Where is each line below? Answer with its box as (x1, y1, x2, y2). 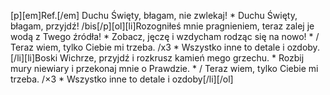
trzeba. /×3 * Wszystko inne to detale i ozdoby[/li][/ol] (10, 73, 234, 85)
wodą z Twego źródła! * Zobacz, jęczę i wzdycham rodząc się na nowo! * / (10, 31, 320, 42)
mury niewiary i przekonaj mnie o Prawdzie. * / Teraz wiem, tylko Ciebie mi (10, 63, 319, 74)
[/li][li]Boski (10, 52, 58, 64)
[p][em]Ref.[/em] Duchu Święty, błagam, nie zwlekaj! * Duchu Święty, (10, 10, 298, 21)
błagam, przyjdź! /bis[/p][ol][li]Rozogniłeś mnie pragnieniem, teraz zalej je (10, 20, 315, 32)
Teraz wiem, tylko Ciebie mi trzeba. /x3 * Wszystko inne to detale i (10, 41, 285, 53)
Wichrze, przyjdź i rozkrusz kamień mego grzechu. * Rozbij (59, 52, 305, 64)
